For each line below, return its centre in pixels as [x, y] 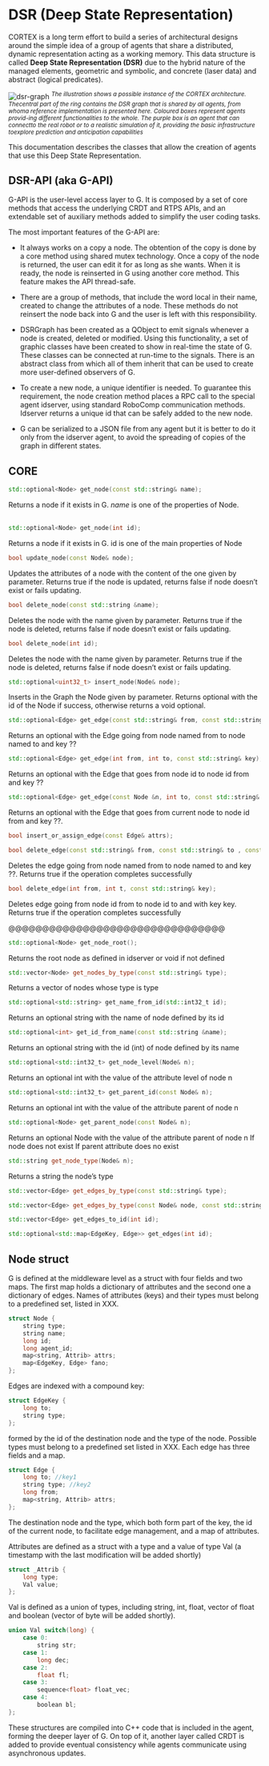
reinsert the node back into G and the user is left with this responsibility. [139, 315]
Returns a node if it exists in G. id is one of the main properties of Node [125, 543]
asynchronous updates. [47, 1753]
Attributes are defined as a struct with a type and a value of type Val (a [125, 1546]
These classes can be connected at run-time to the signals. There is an [137, 355]
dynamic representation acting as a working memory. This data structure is [132, 54]
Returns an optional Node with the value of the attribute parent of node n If [131, 1138]
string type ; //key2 [57, 1485]
